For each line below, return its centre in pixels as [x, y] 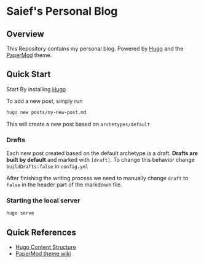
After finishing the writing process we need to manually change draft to [97, 178]
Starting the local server [43, 200]
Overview [25, 34]
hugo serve [20, 213]
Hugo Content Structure [45, 247]
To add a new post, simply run [45, 101]
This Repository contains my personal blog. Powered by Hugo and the [95, 48]
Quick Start [29, 74]
